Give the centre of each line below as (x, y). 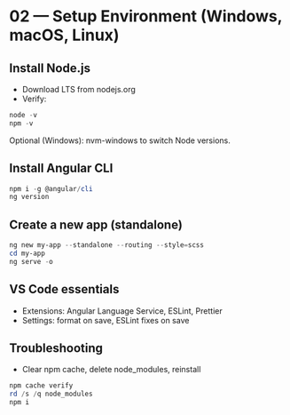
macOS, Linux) (64, 35)
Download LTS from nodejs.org (78, 89)
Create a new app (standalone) (96, 224)
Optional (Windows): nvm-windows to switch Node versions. (120, 140)
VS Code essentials (64, 289)
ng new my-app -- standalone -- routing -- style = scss (106, 245)
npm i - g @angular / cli (51, 188)
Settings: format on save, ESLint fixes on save (106, 320)
